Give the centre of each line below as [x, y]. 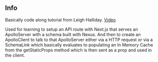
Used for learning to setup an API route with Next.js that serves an [71, 29]
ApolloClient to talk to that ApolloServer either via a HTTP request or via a [79, 40]
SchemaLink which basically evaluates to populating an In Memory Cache [79, 45]
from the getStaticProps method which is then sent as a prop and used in [79, 50]
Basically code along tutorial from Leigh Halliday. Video [60, 20]
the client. [15, 55]
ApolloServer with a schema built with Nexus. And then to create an [73, 34]
